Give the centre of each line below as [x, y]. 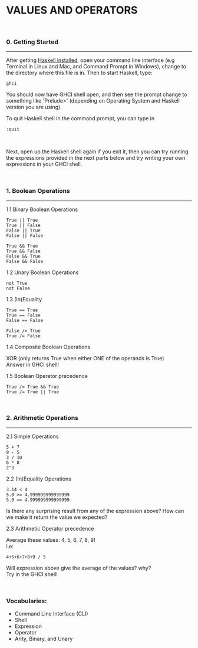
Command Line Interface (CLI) [51, 614]
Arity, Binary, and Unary [44, 639]
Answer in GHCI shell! [32, 364]
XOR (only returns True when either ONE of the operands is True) [85, 358]
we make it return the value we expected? [57, 517]
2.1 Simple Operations [32, 436]
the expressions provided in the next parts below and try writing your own [96, 158]
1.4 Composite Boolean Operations [48, 347]
